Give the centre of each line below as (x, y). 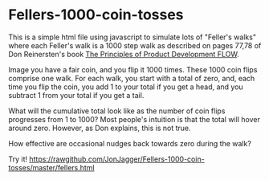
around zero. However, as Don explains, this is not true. (100, 128)
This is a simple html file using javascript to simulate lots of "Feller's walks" (132, 37)
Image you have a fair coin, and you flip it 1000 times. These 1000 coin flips (133, 69)
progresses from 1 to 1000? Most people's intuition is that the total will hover (134, 119)
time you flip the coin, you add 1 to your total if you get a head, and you (126, 87)
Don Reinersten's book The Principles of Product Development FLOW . (124, 54)
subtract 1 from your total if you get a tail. (76, 95)
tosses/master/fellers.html (51, 167)
